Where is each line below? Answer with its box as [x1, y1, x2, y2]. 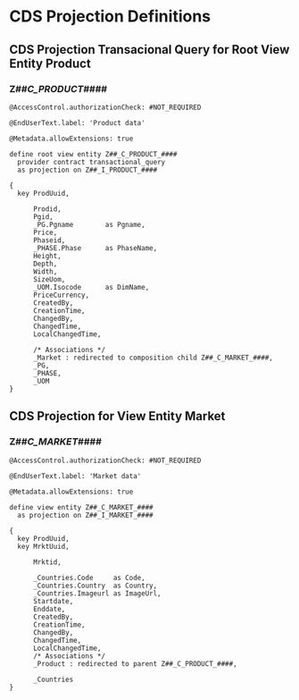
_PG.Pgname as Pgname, [32, 220, 145, 229]
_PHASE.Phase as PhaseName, [32, 243, 158, 252]
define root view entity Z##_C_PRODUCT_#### [9, 149, 178, 158]
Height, [32, 251, 62, 260]
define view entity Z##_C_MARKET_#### [9, 502, 154, 511]
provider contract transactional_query [17, 157, 166, 166]
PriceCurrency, [32, 291, 90, 299]
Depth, [32, 259, 58, 268]
